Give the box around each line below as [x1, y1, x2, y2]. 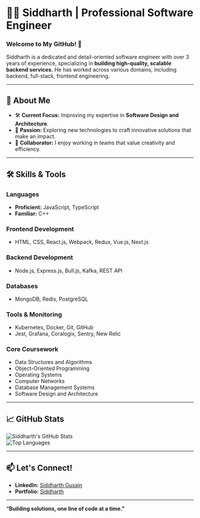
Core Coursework [6, 345, 58, 353]
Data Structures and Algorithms [14, 359, 92, 366]
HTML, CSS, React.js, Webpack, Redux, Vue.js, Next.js [14, 239, 149, 246]
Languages [6, 190, 40, 198]
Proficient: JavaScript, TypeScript [14, 203, 99, 211]
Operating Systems [14, 371, 62, 378]
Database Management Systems [14, 384, 95, 391]
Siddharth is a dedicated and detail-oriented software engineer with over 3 [6, 54, 189, 61]
